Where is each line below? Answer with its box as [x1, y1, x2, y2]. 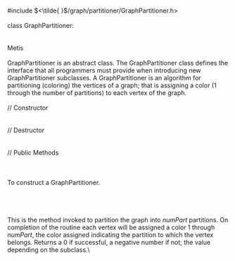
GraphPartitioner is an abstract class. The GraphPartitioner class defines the [7, 59, 229, 67]
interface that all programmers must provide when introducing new [7, 66, 202, 75]
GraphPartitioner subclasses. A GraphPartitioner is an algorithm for [7, 74, 202, 82]
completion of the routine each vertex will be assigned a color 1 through [7, 223, 215, 231]
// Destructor [7, 126, 44, 134]
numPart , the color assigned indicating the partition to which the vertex [7, 231, 214, 238]
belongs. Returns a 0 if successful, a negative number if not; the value [7, 238, 211, 246]
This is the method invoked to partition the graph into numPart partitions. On [7, 216, 229, 224]
